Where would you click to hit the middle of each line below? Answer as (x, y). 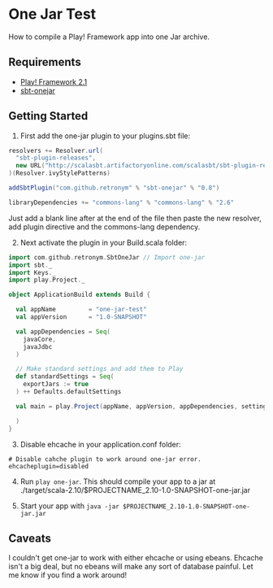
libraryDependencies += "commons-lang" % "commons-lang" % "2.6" (121, 203)
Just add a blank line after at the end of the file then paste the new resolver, (135, 218)
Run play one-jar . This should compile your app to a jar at (118, 481)
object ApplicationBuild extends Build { (80, 295)
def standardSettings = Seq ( (65, 377)
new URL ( (30, 166)
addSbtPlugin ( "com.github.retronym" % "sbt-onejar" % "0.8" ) (114, 188)
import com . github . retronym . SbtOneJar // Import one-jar (107, 257)
